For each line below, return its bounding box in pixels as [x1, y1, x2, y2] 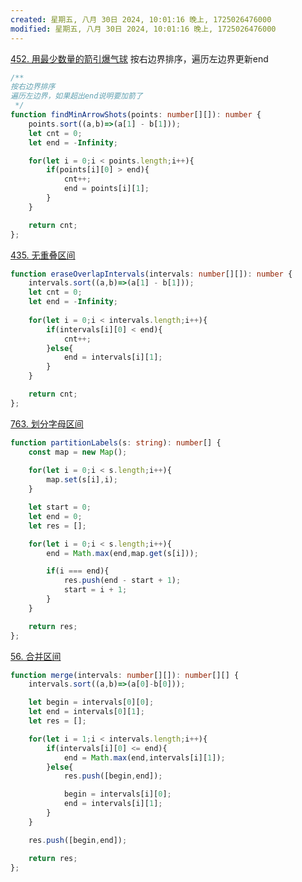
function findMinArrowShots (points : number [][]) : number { [10, 110, 262, 120]
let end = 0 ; [28, 511, 83, 521]
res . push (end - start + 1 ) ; [63, 576, 182, 586]
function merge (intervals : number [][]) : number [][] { [10, 670, 240, 680]
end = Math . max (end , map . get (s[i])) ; [46, 548, 199, 558]
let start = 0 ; [28, 502, 92, 512]
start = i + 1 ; [63, 585, 128, 595]
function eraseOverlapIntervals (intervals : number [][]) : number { [10, 269, 293, 279]
